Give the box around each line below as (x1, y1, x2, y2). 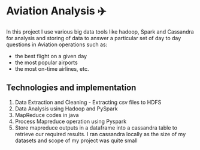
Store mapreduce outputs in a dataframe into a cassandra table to (14, 124, 178, 131)
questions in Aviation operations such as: (6, 41, 108, 48)
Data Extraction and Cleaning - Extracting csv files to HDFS (14, 98, 162, 106)
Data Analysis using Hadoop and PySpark (14, 105, 118, 112)
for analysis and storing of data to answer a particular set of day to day (6, 34, 181, 41)
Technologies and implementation (6, 83, 137, 93)
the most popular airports (14, 59, 78, 66)
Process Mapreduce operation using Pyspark (14, 118, 127, 125)
